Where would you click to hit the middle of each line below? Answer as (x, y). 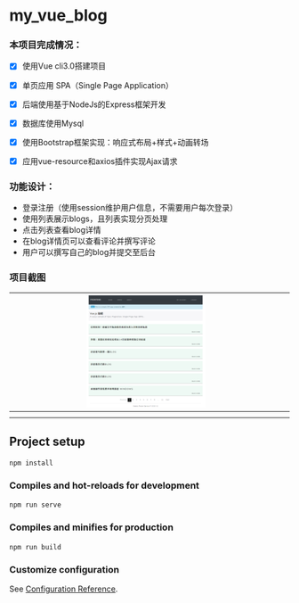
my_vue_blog (59, 16)
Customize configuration (65, 569)
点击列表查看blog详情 (61, 230)
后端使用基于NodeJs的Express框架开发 (94, 104)
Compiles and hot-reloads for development (105, 485)
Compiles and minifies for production (91, 527)
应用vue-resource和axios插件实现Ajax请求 (100, 161)
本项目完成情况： (46, 45)
